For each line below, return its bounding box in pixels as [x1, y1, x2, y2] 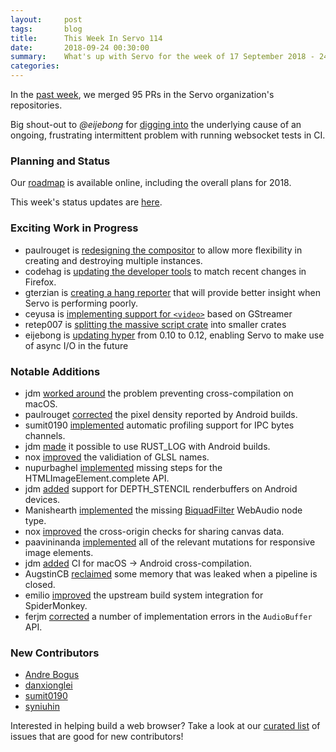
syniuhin [24, 701, 60, 713]
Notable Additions [10, 364, 101, 378]
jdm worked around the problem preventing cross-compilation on [24, 387, 294, 399]
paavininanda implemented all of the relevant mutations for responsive [24, 536, 316, 548]
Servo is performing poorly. [24, 297, 138, 309]
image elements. [24, 546, 94, 558]
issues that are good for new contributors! [10, 731, 184, 743]
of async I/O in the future [24, 339, 129, 351]
